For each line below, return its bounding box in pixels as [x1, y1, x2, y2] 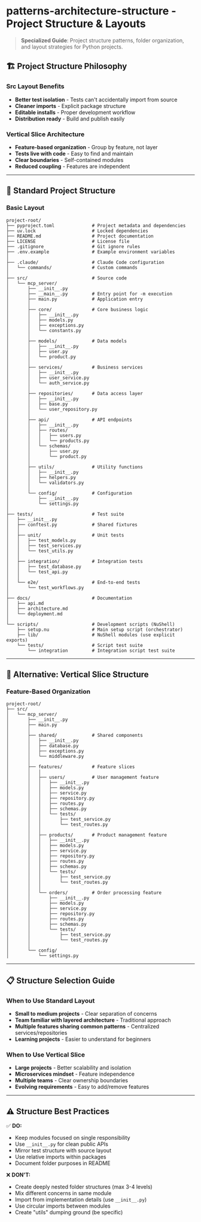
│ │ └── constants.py [6, 327, 82, 333]
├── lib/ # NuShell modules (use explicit [17, 631, 175, 638]
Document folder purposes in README [14, 1160, 111, 1167]
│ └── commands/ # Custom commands [6, 264, 138, 270]
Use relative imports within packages [14, 1153, 106, 1161]
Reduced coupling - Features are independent [14, 162, 130, 170]
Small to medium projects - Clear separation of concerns [14, 1010, 157, 1017]
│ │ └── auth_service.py [6, 380, 90, 386]
